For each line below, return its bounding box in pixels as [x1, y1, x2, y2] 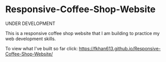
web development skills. [5, 36, 56, 42]
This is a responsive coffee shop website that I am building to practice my [5, 30, 160, 36]
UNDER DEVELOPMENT [5, 20, 56, 26]
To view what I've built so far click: [5, 45, 78, 51]
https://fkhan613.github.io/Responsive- [78, 45, 161, 51]
